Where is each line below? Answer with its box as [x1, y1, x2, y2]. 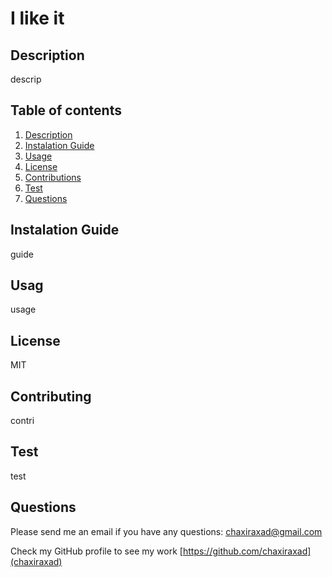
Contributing [10, 388, 92, 405]
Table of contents [10, 102, 122, 119]
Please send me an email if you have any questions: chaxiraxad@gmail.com [10, 525, 323, 537]
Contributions [24, 171, 82, 183]
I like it [10, 7, 65, 30]
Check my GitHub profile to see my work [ [10, 545, 183, 557]
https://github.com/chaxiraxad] [182, 545, 312, 557]
